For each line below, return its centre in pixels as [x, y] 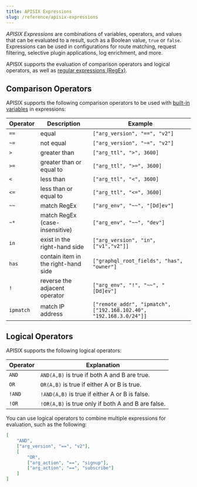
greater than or [61, 163]
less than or [56, 189]
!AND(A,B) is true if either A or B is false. [95, 394]
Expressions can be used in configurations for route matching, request [91, 46]
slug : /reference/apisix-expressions [52, 17]
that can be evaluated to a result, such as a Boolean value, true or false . [94, 40]
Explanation [103, 365]
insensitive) [56, 230]
